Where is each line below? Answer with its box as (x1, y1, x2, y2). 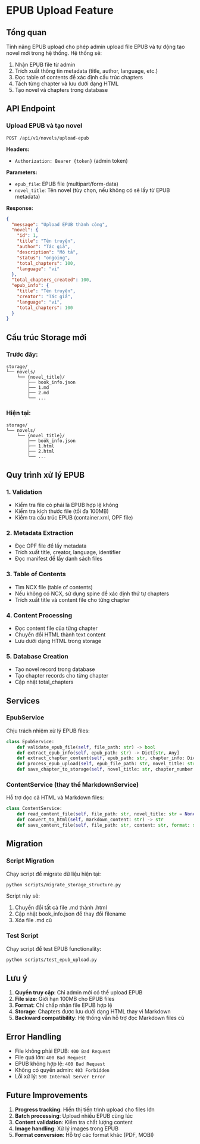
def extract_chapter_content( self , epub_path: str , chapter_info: (17, 755, 185, 761)
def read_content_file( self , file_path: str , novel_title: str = (17, 811, 183, 817)
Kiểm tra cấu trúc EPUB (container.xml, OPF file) (14, 514, 133, 521)
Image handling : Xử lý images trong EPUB (14, 1125, 119, 1132)
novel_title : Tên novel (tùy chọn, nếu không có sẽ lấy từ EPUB (14, 186, 170, 194)
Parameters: (6, 168, 37, 176)
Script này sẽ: (6, 892, 40, 899)
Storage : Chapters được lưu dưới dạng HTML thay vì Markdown (14, 1008, 171, 1015)
